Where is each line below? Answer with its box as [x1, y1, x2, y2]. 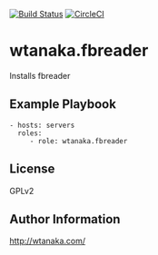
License [9, 162, 55, 177]
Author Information [9, 211, 121, 227]
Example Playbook [9, 96, 116, 113]
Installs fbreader [9, 70, 71, 81]
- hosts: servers [9, 121, 75, 130]
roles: [17, 128, 43, 138]
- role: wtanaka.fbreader [29, 136, 128, 145]
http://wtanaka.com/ [9, 236, 86, 247]
